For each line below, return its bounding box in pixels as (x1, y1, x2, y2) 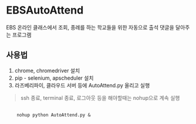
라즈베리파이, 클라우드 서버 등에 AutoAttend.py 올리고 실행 (14, 81, 150, 89)
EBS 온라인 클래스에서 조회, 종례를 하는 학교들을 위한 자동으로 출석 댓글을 (6, 24, 175, 31)
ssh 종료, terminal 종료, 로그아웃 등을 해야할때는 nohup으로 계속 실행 (20, 94, 180, 101)
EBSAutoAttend (6, 4, 84, 17)
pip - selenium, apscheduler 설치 (14, 74, 94, 81)
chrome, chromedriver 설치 (14, 67, 81, 74)
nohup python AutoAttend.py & (16, 112, 91, 118)
